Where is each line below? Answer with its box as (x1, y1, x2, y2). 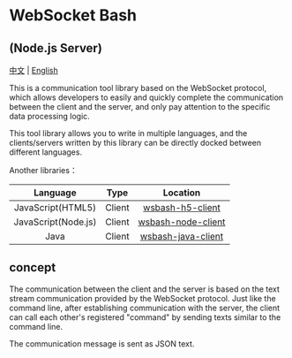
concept (9, 260, 56, 275)
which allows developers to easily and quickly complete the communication (9, 92, 284, 103)
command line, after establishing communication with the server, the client (9, 302, 281, 313)
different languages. (9, 147, 82, 157)
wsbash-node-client (138, 216, 226, 228)
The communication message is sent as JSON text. (9, 338, 195, 349)
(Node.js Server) (9, 41, 103, 56)
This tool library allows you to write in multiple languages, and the (9, 128, 248, 138)
